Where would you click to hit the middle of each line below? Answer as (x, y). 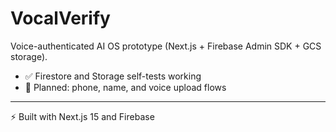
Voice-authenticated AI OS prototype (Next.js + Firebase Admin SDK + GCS (166, 46)
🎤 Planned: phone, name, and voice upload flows (125, 87)
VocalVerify (60, 18)
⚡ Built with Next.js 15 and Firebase (82, 116)
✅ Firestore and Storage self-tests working (113, 76)
